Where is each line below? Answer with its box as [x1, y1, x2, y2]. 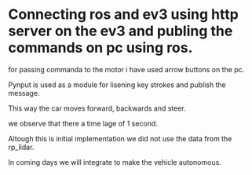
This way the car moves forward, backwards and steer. [8, 104, 186, 113]
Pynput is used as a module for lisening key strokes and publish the [8, 80, 226, 89]
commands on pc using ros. [8, 39, 193, 57]
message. [8, 88, 40, 97]
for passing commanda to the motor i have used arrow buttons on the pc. [8, 64, 245, 74]
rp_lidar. [8, 142, 35, 151]
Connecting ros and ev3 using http [8, 5, 239, 24]
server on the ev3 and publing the [8, 22, 233, 40]
